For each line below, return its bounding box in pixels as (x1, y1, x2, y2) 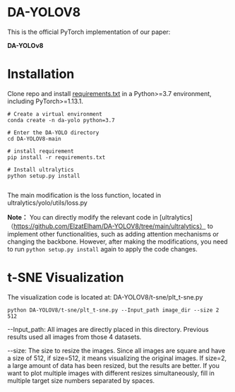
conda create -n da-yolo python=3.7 (7, 117, 115, 124)
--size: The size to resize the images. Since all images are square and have (7, 346, 226, 355)
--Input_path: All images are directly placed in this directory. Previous (7, 325, 210, 333)
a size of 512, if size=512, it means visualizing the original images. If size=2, (7, 354, 227, 362)
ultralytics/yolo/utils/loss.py (7, 198, 88, 207)
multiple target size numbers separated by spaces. (7, 376, 155, 385)
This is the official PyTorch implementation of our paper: (7, 28, 171, 36)
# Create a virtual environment (7, 110, 102, 117)
